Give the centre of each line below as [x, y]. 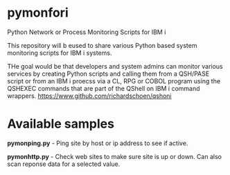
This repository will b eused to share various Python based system [102, 45]
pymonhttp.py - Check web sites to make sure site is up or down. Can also [114, 156]
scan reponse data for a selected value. [64, 164]
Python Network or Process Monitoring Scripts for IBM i [87, 32]
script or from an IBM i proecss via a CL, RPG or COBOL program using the [114, 81]
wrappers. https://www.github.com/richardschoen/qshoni [89, 96]
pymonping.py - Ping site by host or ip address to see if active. [98, 143]
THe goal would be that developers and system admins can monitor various [115, 66]
